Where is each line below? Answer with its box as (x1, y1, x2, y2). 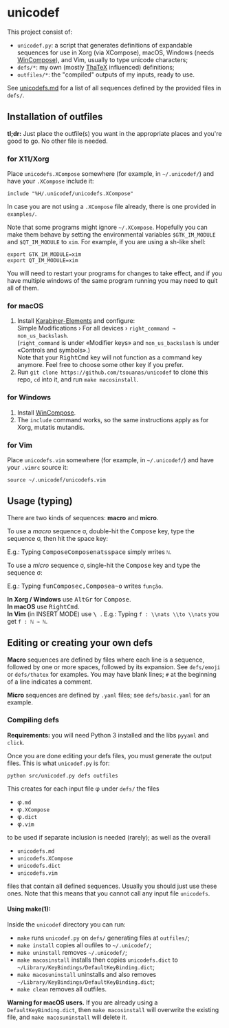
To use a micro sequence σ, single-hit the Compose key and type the (7, 561, 201, 569)
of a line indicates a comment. (7, 678, 93, 686)
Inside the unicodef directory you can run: (7, 920, 126, 929)
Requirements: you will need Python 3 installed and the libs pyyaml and (7, 731, 209, 739)
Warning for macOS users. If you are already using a (7, 998, 158, 1007)
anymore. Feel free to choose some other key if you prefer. (17, 361, 184, 369)
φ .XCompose (17, 805, 50, 813)
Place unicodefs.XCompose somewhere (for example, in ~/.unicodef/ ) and (7, 170, 215, 178)
